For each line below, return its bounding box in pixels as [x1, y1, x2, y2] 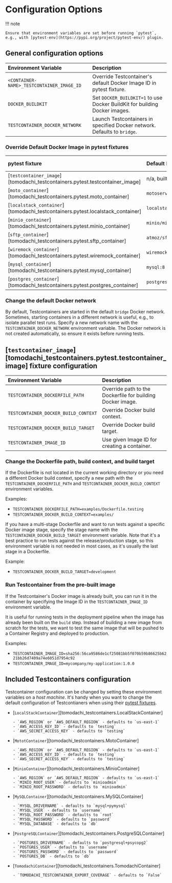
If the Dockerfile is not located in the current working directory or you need [5, 469, 164, 476]
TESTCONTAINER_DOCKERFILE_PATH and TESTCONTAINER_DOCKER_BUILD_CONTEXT [5, 480, 160, 486]
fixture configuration [29, 361, 98, 370]
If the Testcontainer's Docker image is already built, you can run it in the [5, 593, 157, 599]
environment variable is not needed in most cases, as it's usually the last [5, 543, 158, 549]
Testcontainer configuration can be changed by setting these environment [5, 688, 162, 694]
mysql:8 [146, 265, 165, 270]
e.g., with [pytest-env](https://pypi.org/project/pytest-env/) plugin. [5, 35, 164, 40]
